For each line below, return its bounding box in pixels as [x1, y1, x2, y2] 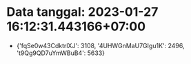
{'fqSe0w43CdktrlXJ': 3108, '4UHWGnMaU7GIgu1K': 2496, [16, 41, 185, 50]
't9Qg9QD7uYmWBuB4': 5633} [16, 49, 105, 57]
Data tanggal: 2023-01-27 [6, 4, 159, 20]
